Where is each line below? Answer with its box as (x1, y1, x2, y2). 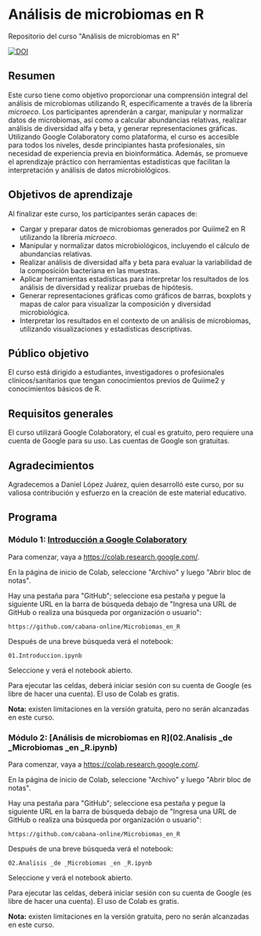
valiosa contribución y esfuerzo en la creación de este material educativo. (8, 488, 247, 497)
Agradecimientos (8, 459, 95, 472)
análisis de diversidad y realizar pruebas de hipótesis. (19, 282, 194, 292)
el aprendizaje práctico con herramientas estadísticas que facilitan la (8, 157, 230, 166)
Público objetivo (8, 347, 89, 360)
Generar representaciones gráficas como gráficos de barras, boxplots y (19, 290, 252, 300)
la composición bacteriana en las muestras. (19, 265, 161, 275)
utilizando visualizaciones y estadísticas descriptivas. (19, 324, 193, 333)
